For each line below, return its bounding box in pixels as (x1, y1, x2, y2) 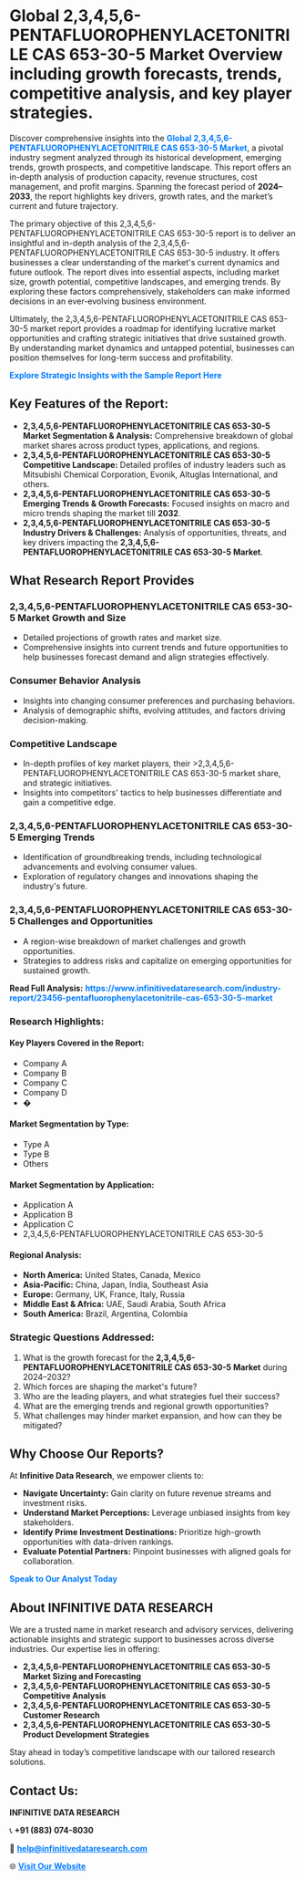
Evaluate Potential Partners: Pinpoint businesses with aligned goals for (22, 1546, 292, 1557)
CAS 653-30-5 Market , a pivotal (160, 142, 284, 153)
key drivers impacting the (22, 536, 118, 547)
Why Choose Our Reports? (9, 1447, 164, 1462)
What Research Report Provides (9, 573, 195, 588)
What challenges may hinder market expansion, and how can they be (22, 1410, 282, 1421)
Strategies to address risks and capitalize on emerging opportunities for (22, 955, 292, 966)
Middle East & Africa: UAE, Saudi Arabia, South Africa (22, 1299, 226, 1310)
